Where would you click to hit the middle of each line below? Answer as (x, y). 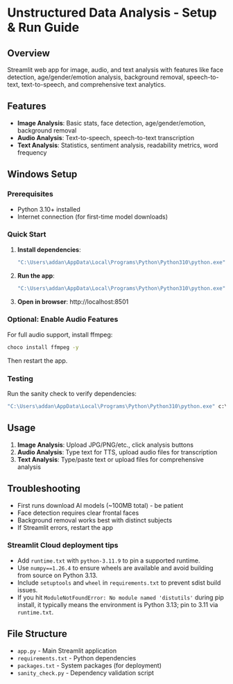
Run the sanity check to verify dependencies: (72, 394)
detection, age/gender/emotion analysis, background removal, (96, 77)
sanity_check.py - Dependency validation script (86, 673)
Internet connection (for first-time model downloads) (93, 216)
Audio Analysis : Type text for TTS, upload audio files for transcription (117, 452)
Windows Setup (42, 174)
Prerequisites (30, 194)
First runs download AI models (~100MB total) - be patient (100, 505)
